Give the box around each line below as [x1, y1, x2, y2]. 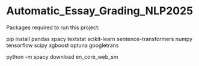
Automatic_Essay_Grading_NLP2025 [6, 4, 194, 18]
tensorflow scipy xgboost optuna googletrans [6, 42, 119, 49]
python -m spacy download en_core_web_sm [6, 53, 118, 60]
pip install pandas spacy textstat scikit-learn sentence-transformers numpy [6, 35, 193, 42]
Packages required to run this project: [6, 24, 100, 31]
